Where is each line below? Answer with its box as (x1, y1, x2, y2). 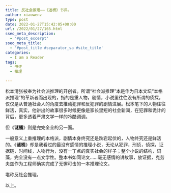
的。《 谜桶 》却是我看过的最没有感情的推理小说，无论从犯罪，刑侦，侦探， (5, 142, 159, 148)
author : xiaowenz (5, 12, 42, 17)
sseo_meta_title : (5, 41, 42, 46)
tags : (5, 60, 17, 65)
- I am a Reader (10, 54, 44, 60)
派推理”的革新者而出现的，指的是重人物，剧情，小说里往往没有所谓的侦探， (5, 95, 164, 100)
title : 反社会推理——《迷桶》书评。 (5, 7, 72, 13)
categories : (5, 50, 31, 55)
